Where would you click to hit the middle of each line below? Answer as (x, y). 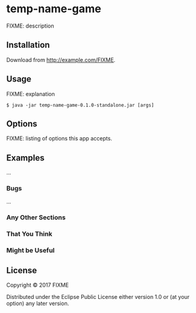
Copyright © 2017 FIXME (38, 285)
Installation (28, 45)
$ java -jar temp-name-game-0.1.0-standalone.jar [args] (80, 105)
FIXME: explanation (31, 94)
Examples (25, 158)
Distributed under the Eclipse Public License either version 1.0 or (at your (98, 297)
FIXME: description (30, 26)
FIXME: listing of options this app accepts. (59, 138)
